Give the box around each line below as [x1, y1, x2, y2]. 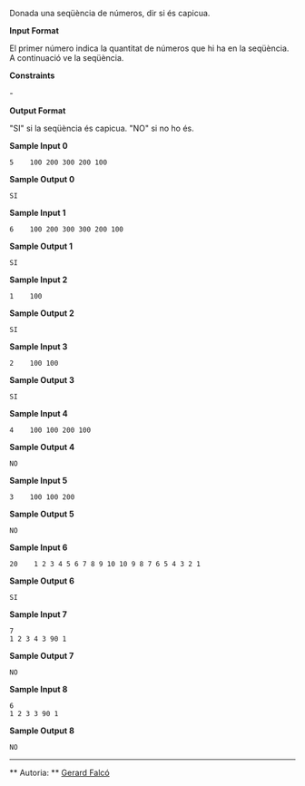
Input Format [9, 25, 59, 35]
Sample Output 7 [9, 651, 74, 661]
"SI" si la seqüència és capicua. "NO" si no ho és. [9, 123, 194, 133]
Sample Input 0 [9, 141, 68, 151]
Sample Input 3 [9, 341, 68, 352]
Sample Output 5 [9, 508, 74, 519]
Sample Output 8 [9, 725, 75, 736]
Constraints [9, 70, 55, 81]
